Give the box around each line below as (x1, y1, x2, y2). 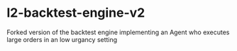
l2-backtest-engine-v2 (6, 5, 145, 21)
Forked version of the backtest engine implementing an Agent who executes (6, 28, 230, 36)
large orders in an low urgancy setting (6, 35, 118, 43)
